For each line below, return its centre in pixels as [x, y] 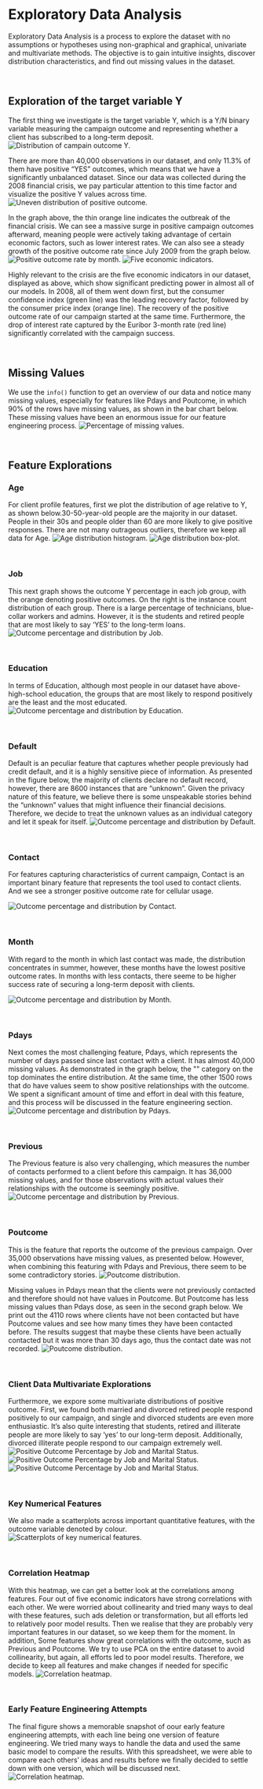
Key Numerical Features [55, 1504]
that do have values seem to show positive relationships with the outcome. [129, 1086]
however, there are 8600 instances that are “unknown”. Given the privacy [126, 789]
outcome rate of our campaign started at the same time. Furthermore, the [127, 316]
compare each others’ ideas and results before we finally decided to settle [128, 1760]
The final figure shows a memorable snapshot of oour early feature [117, 1726]
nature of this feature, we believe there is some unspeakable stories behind [130, 797]
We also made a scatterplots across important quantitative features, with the [131, 1521]
